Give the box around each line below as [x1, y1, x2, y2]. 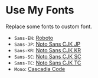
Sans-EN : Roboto [14, 34, 54, 41]
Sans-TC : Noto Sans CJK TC [14, 59, 81, 66]
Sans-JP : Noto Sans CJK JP [14, 40, 81, 48]
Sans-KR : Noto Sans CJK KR [14, 46, 81, 53]
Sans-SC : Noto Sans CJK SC [14, 53, 81, 60]
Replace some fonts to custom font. [5, 23, 92, 30]
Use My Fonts [5, 4, 74, 17]
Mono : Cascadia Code [14, 65, 66, 72]
